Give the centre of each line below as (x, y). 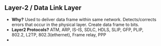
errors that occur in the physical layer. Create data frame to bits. (75, 24)
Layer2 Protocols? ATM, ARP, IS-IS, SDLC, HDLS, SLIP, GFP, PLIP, (77, 29)
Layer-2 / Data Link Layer (43, 8)
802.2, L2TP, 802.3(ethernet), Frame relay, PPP (59, 34)
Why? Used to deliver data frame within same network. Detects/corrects (84, 19)
